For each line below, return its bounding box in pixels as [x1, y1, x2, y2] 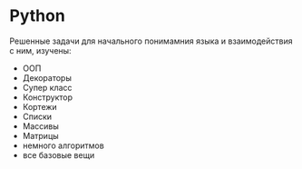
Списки [22, 111, 53, 122]
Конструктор [22, 92, 73, 103]
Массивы [22, 120, 59, 132]
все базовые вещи [22, 149, 95, 160]
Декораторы [22, 72, 73, 83]
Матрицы [22, 130, 59, 141]
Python [9, 5, 65, 26]
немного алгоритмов [22, 140, 104, 151]
